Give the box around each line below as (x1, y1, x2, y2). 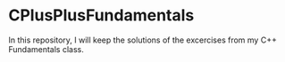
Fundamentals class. (8, 43, 84, 54)
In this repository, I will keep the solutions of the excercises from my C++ (8, 35, 278, 45)
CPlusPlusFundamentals (8, 5, 195, 26)
